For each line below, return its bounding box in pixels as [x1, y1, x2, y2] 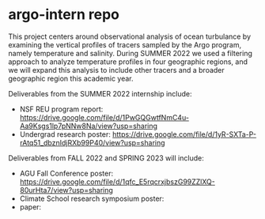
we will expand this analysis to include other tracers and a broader [8, 65, 225, 74]
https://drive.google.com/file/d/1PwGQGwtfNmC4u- [19, 112, 190, 122]
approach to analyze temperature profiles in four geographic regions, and [8, 57, 248, 66]
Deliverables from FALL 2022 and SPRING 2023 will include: [8, 153, 204, 163]
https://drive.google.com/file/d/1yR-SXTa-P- [112, 129, 257, 139]
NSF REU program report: [19, 104, 104, 114]
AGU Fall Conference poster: [19, 168, 113, 178]
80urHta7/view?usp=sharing [19, 185, 113, 194]
